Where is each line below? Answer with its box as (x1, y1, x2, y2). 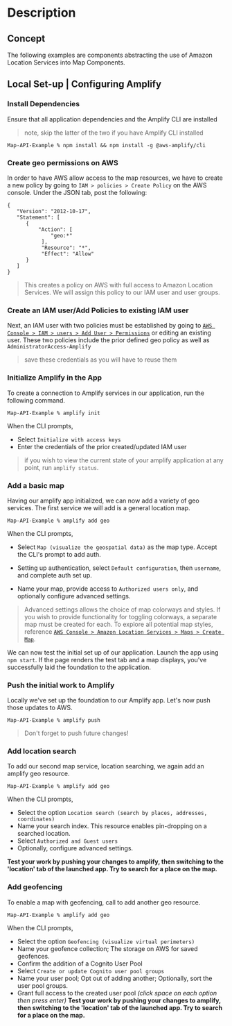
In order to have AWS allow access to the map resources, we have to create (7, 174, 223, 182)
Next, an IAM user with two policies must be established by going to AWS (7, 321, 213, 330)
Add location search (7, 746, 77, 756)
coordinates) (17, 816, 55, 823)
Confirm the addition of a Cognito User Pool (17, 959, 143, 968)
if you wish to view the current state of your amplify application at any (24, 456, 224, 464)
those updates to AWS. (7, 703, 73, 712)
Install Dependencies (7, 99, 80, 109)
